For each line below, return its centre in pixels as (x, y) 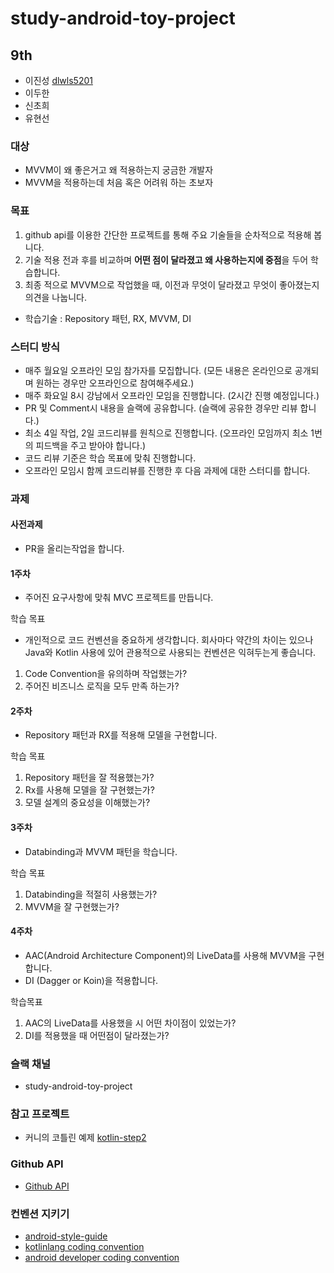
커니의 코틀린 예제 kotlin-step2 (85, 1138)
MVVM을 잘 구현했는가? (72, 906)
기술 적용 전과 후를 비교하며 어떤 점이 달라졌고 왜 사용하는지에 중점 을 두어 (166, 259)
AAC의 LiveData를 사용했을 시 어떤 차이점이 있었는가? (130, 1023)
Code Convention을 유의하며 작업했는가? (106, 674)
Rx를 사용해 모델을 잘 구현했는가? (89, 790)
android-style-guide (66, 1236)
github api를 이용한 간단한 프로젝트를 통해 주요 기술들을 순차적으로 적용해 (168, 234)
